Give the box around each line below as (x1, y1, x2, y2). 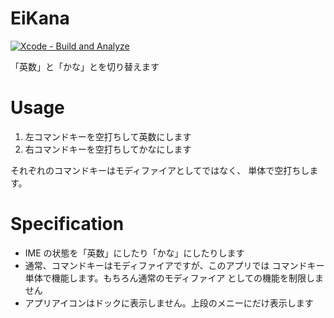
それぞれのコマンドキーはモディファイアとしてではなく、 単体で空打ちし (10, 164, 310, 176)
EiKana (10, 7, 70, 30)
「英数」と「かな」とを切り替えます (10, 60, 160, 72)
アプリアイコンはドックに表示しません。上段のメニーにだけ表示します (24, 297, 314, 309)
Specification (10, 213, 125, 236)
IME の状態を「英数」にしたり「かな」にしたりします (24, 247, 245, 259)
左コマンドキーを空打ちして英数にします (24, 130, 192, 142)
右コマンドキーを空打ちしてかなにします (24, 143, 192, 155)
